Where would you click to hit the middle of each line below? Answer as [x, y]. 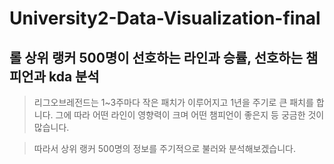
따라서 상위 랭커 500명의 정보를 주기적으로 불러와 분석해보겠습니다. [165, 148]
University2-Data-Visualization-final [165, 18]
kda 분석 [74, 76]
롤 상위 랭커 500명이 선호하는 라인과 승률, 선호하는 [156, 57]
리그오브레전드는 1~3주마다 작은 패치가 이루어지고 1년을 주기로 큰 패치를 [173, 102]
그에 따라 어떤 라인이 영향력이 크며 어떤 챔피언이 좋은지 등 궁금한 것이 [190, 115]
